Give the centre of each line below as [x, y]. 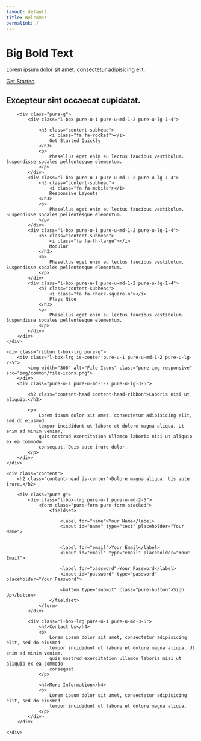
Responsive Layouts [73, 194]
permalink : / [23, 23]
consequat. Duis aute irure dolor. [83, 447]
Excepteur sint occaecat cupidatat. [73, 100]
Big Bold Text [40, 53]
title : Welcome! [26, 18]
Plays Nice [63, 300]
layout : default [26, 12]
